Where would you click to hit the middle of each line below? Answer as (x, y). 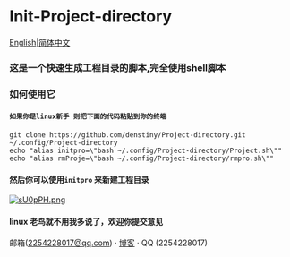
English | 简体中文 (40, 42)
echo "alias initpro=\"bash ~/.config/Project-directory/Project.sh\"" (145, 150)
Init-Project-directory (91, 17)
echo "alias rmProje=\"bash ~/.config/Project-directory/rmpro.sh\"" (142, 158)
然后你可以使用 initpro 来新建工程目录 (79, 179)
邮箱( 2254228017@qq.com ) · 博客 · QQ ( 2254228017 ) (109, 243)
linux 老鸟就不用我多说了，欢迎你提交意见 (86, 221)
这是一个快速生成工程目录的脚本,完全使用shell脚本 (118, 67)
